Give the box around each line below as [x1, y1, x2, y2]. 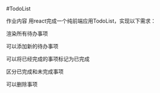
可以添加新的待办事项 [6, 43, 58, 49]
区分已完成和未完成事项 [6, 68, 64, 75]
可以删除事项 [6, 80, 37, 88]
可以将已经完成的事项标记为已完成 [6, 55, 90, 62]
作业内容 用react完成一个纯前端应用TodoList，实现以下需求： [6, 17, 156, 24]
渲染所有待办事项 [6, 30, 48, 37]
